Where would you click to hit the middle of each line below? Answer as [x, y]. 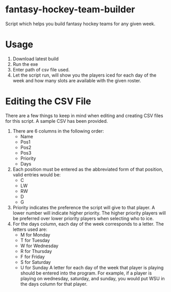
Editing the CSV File [48, 102]
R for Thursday [36, 251]
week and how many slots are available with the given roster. [77, 80]
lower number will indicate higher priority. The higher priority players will [89, 213]
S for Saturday [36, 262]
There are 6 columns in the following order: [58, 131]
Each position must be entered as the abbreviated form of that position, [88, 169]
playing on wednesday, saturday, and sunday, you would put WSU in [92, 278]
